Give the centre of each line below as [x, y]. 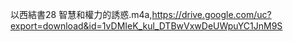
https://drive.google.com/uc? [211, 14]
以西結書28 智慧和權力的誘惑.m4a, [81, 14]
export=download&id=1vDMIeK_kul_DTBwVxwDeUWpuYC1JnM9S [146, 26]
